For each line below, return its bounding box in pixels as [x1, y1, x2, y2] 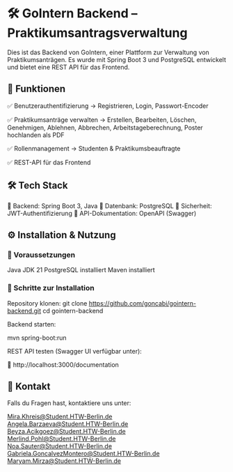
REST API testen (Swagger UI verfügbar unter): [7, 347, 143, 355]
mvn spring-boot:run [7, 333, 67, 342]
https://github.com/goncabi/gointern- [88, 299, 197, 307]
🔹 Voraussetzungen [7, 250, 76, 260]
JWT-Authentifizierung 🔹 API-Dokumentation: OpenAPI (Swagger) [7, 209, 197, 217]
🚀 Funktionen [7, 83, 66, 95]
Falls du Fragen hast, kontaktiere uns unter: [7, 399, 131, 407]
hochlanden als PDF [7, 130, 65, 139]
